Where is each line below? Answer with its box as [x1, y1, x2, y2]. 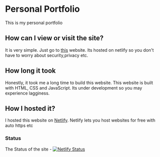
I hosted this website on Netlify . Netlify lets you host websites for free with [5, 117, 156, 124]
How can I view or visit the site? [5, 34, 104, 42]
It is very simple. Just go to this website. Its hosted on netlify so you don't [5, 47, 154, 53]
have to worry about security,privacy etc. [5, 52, 88, 58]
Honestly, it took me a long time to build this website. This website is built [5, 80, 153, 86]
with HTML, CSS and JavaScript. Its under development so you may [5, 85, 142, 91]
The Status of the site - [5, 146, 52, 152]
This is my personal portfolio [5, 20, 63, 26]
